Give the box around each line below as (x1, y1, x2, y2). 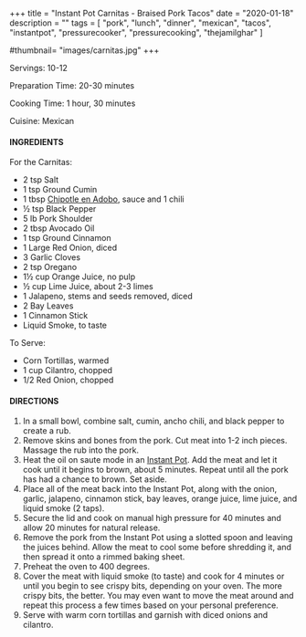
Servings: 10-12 (9, 63, 69, 73)
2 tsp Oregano (22, 262, 78, 273)
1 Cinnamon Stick (22, 310, 89, 321)
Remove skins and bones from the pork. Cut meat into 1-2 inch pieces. (22, 435, 288, 446)
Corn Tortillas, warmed (22, 355, 110, 366)
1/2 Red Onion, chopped (22, 374, 114, 386)
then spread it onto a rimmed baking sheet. (22, 551, 185, 562)
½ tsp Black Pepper (22, 204, 97, 214)
